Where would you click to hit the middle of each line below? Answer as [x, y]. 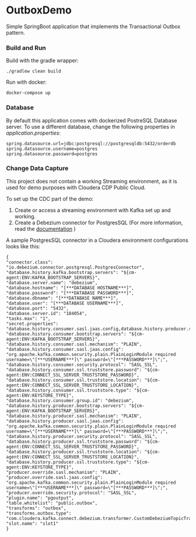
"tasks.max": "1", [28, 319]
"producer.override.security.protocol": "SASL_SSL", [71, 492]
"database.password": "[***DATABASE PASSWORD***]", [70, 293]
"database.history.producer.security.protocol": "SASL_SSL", [82, 436]
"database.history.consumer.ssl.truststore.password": [74, 370]
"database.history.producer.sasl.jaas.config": [65, 421]
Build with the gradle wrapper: [42, 61]
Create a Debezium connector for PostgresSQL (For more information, [99, 223]
